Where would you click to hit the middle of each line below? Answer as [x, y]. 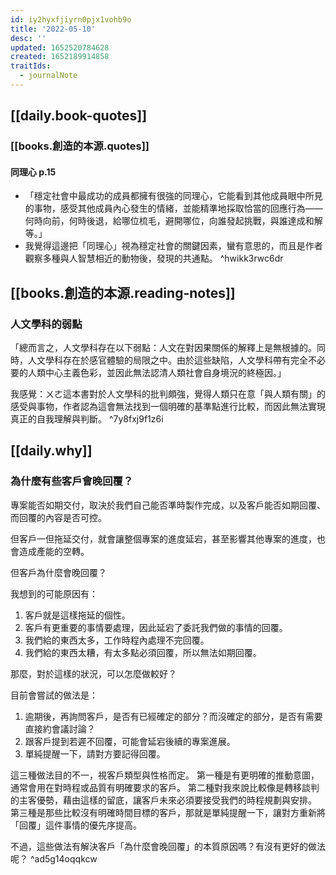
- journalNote [48, 76]
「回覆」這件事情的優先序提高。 [76, 825]
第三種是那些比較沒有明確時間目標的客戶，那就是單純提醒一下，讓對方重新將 [168, 812]
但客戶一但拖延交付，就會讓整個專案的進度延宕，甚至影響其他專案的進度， [163, 538]
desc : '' [28, 38]
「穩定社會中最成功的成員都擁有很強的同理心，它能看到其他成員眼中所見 [173, 196]
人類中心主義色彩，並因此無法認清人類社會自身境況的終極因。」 [157, 373]
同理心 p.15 [33, 172]
